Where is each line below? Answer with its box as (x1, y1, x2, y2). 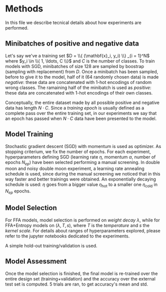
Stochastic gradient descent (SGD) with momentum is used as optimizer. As (5, 143, 161, 149)
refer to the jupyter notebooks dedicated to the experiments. (5, 233, 130, 239)
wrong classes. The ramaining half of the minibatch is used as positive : (5, 84, 151, 90)
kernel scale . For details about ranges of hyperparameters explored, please (5, 227, 161, 233)
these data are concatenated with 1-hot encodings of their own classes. (5, 89, 153, 95)
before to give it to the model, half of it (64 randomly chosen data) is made (5, 73, 159, 80)
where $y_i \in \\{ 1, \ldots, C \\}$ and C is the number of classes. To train (5, 58, 155, 64)
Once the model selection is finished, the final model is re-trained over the (5, 270, 158, 276)
